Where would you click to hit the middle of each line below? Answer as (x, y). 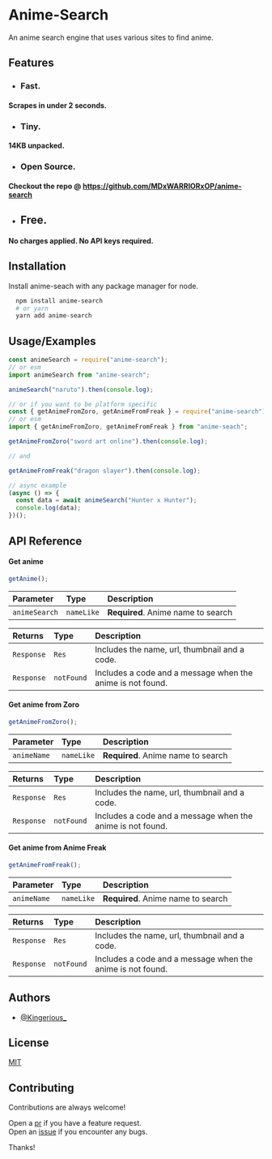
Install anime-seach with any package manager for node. (103, 286)
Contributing (41, 1088)
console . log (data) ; (49, 508)
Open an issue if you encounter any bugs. (78, 1132)
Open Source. (48, 166)
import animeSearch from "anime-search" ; (79, 375)
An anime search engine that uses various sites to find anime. (111, 37)
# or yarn (32, 308)
